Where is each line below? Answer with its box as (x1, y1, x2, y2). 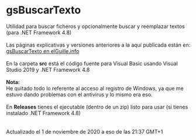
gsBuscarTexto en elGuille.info (6, 47, 80, 54)
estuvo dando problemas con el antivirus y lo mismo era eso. (6, 91, 153, 98)
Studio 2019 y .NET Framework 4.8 (6, 66, 90, 73)
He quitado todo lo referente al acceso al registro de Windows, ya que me (6, 85, 184, 92)
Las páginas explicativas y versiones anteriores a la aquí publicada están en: (6, 41, 191, 48)
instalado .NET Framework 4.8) (6, 109, 81, 117)
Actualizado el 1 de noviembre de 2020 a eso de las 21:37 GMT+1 (6, 128, 163, 135)
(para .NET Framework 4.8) (6, 29, 72, 36)
